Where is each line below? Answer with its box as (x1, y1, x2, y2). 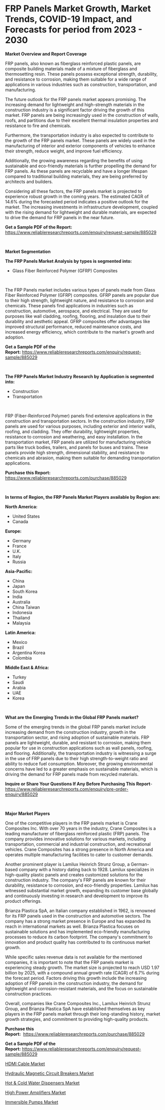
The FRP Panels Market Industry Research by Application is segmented (5, 373, 154, 379)
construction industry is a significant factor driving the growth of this (5, 107, 144, 113)
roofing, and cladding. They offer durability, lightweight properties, (5, 429, 140, 434)
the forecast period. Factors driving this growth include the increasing (5, 975, 147, 981)
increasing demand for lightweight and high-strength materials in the (5, 101, 145, 107)
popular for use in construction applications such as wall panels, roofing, (5, 745, 153, 751)
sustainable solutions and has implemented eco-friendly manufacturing (5, 928, 150, 934)
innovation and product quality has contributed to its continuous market (5, 939, 150, 945)
